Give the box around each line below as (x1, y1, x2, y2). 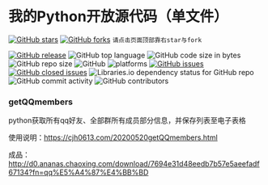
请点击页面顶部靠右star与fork (112, 36, 202, 44)
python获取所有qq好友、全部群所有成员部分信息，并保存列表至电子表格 (8, 116, 247, 125)
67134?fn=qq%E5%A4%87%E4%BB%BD (8, 167, 149, 178)
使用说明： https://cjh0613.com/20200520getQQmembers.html (8, 132, 219, 142)
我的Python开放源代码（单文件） (8, 7, 228, 26)
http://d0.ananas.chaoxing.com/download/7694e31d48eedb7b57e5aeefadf (8, 159, 261, 169)
